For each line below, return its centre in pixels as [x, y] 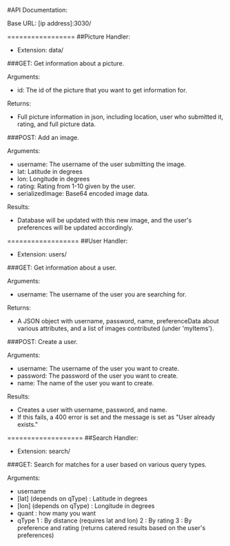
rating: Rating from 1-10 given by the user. [76, 186]
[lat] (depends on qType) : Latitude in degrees [82, 498]
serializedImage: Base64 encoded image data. [83, 193]
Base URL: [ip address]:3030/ [49, 23]
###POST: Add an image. [43, 138]
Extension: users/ [42, 254]
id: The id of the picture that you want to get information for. [102, 90]
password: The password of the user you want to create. [97, 376]
